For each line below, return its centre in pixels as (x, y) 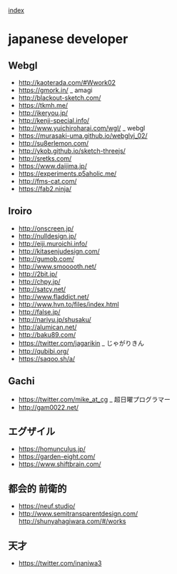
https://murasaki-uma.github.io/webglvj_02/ (83, 136)
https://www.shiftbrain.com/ (60, 464)
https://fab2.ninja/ (45, 189)
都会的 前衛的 (37, 488)
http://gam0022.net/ (49, 407)
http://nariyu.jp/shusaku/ (55, 319)
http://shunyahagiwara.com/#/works (72, 521)
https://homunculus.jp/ (52, 449)
